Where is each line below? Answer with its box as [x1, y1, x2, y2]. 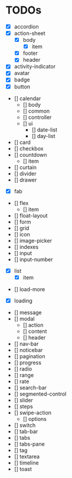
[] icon [14, 230, 31, 238]
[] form [14, 218, 31, 225]
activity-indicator [14, 63, 56, 70]
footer [22, 50, 38, 57]
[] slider [14, 396, 34, 404]
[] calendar [14, 95, 41, 102]
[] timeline [14, 459, 39, 466]
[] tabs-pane [14, 440, 45, 447]
